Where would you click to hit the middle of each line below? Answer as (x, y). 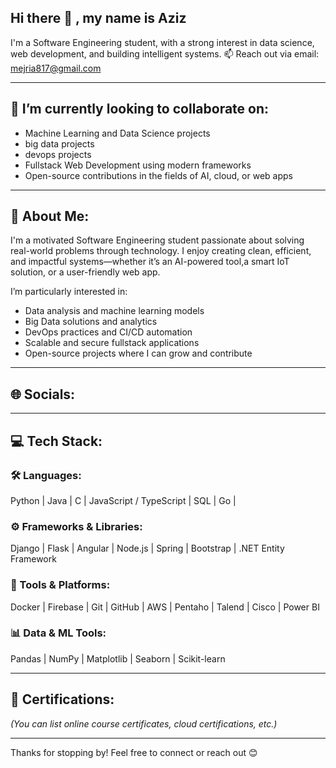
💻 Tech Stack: (56, 441)
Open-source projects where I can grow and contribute (138, 353)
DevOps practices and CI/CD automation (108, 332)
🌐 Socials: (43, 394)
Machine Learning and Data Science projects (117, 133)
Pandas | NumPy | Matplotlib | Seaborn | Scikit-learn (118, 658)
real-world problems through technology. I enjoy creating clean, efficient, (161, 251)
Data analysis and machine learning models (114, 311)
